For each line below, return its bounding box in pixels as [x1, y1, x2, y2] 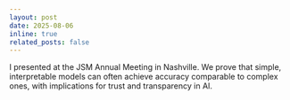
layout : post [9, 12, 58, 22]
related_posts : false [9, 37, 90, 47]
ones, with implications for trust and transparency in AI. [9, 81, 212, 91]
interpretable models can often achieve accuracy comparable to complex [9, 72, 278, 82]
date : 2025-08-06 [9, 21, 74, 30]
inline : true [9, 29, 58, 38]
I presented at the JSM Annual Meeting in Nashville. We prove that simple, [9, 62, 282, 73]
